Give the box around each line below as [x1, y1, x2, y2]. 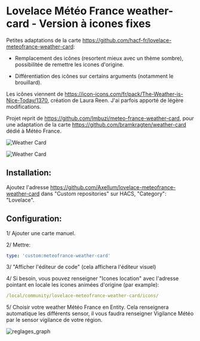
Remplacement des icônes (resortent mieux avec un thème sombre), [14, 54, 184, 62]
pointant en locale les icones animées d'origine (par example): [6, 281, 159, 288]
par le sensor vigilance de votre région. [6, 317, 103, 324]
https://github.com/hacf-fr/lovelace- [82, 36, 172, 44]
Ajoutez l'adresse [6, 183, 49, 191]
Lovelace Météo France [6, 4, 125, 18]
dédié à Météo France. [6, 127, 61, 134]
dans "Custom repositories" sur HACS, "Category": [41, 190, 167, 197]
